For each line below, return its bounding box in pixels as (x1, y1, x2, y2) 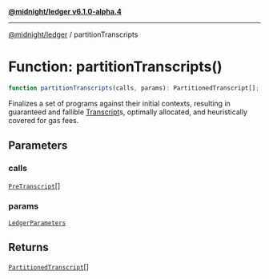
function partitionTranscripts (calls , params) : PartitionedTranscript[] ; (8, 84, 260, 92)
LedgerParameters (8, 219, 66, 227)
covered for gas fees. (8, 115, 79, 125)
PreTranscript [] (8, 181, 61, 190)
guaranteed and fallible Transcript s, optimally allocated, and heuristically (8, 107, 248, 117)
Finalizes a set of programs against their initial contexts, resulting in (8, 98, 231, 108)
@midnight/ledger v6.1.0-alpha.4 (8, 7, 122, 16)
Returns (8, 241, 50, 254)
